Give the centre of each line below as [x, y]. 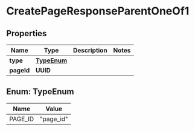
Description [90, 50]
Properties [27, 34]
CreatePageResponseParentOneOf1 [98, 11]
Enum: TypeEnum [40, 92]
